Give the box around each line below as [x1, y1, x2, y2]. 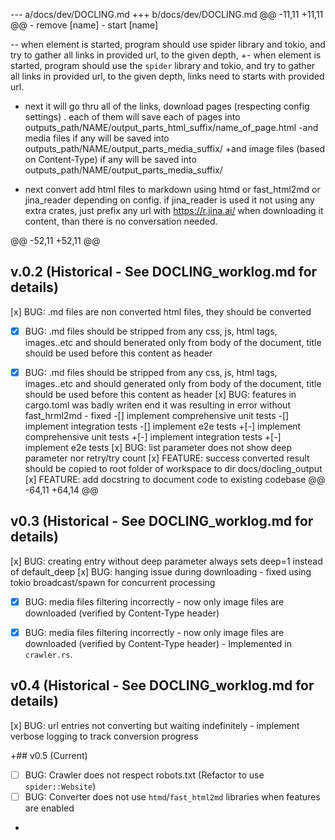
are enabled [24, 802, 75, 814]
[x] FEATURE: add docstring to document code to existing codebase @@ [24, 473, 326, 485]
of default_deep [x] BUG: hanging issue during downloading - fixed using [10, 565, 312, 578]
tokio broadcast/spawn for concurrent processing [10, 576, 216, 588]
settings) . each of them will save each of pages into [24, 111, 241, 123]
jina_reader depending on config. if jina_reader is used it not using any [24, 194, 315, 206]
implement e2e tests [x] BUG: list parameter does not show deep [24, 441, 293, 453]
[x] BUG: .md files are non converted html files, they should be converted [10, 305, 312, 318]
